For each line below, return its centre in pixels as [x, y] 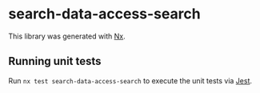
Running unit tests [55, 61]
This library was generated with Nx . [67, 36]
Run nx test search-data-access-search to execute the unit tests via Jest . [130, 80]
